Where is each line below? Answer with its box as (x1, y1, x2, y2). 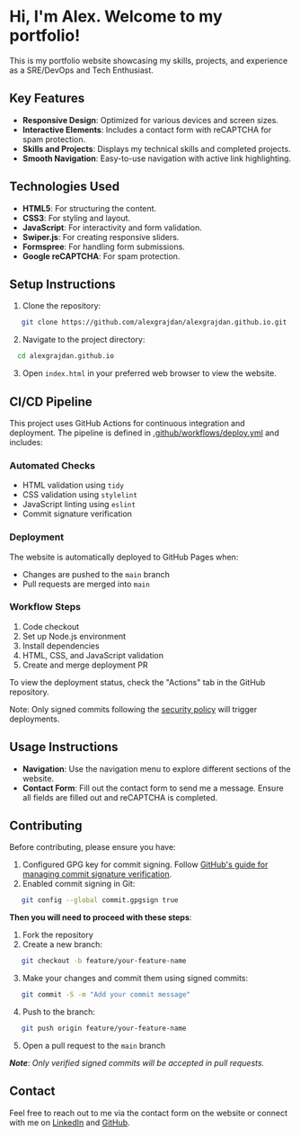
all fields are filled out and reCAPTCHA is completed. (22, 792, 218, 802)
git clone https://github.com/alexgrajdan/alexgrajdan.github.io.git (21, 318, 287, 327)
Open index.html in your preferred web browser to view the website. (22, 368, 277, 379)
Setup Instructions (9, 276, 116, 291)
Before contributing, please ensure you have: (9, 842, 177, 853)
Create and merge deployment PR (22, 659, 148, 670)
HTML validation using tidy (22, 479, 124, 491)
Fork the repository (22, 929, 94, 941)
